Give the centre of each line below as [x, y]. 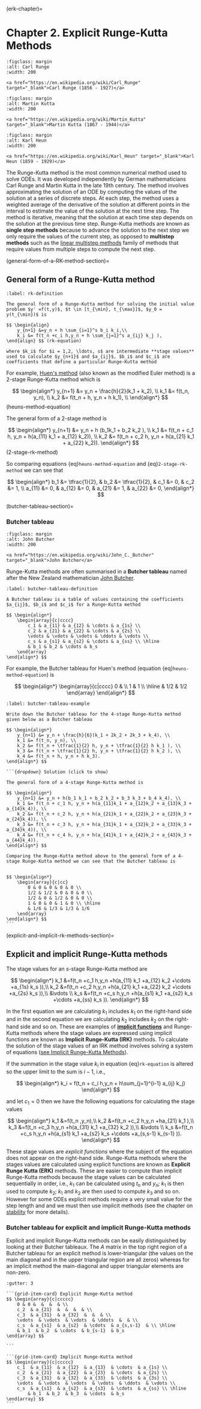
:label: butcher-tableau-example [48, 704]
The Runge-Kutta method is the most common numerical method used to [97, 172]
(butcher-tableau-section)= [40, 506]
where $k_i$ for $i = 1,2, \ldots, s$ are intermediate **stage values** [100, 351]
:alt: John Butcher [31, 540]
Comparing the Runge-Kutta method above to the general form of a [91, 856]
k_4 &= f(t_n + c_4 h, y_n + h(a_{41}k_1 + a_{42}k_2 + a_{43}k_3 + [104, 835]
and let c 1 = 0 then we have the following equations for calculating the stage [100, 1102]
